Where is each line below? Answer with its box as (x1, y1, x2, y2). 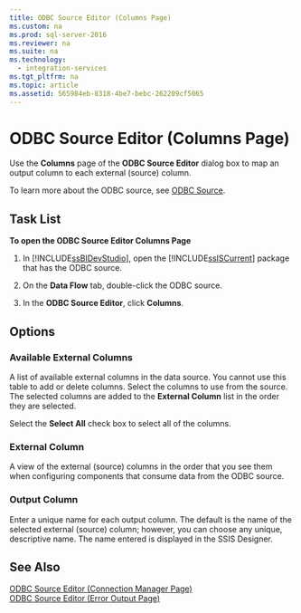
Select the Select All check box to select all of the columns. (9, 417, 232, 428)
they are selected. (9, 400, 77, 411)
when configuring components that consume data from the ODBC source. (9, 471, 285, 482)
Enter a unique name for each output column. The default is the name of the (9, 513, 292, 525)
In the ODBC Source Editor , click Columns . (22, 298, 183, 309)
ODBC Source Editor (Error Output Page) (9, 593, 161, 604)
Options (9, 323, 56, 340)
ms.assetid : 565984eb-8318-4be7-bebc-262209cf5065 (9, 89, 204, 98)
